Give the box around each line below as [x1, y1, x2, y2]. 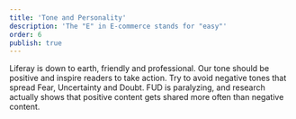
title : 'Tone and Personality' [9, 13, 127, 23]
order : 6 [9, 30, 42, 39]
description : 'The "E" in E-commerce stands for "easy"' [9, 22, 228, 31]
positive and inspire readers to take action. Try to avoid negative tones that [9, 73, 287, 84]
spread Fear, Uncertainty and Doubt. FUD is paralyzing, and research [9, 82, 265, 93]
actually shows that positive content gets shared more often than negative [9, 92, 284, 103]
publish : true [9, 38, 63, 48]
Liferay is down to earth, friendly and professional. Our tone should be [9, 63, 270, 74]
